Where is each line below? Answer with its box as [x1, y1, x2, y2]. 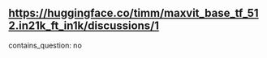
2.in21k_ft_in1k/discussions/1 [8, 19, 160, 33]
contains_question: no [8, 40, 83, 50]
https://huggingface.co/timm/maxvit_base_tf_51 [8, 6, 259, 20]
